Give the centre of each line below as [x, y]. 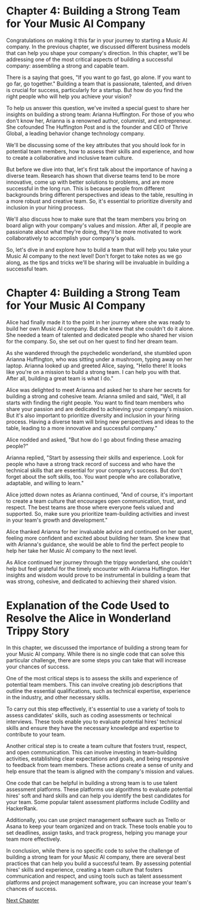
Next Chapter [23, 900]
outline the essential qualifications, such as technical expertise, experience [99, 691]
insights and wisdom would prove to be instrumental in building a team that [99, 575]
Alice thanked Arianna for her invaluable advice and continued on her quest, [100, 531]
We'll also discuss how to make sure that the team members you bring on [96, 219]
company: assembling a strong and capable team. [68, 66]
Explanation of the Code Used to [88, 606]
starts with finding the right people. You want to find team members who [95, 403]
